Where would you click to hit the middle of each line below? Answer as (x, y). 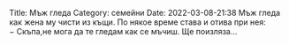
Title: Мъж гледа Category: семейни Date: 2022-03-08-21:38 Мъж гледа (145, 13)
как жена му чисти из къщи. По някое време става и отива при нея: (138, 22)
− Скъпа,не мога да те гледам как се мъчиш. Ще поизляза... (123, 31)
